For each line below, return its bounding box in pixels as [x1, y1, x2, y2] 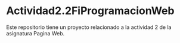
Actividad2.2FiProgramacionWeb [6, 4, 175, 18]
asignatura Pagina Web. [6, 29, 64, 37]
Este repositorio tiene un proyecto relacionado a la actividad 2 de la [6, 24, 172, 31]
